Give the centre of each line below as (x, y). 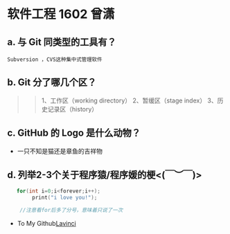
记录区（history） (73, 109)
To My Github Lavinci (46, 224)
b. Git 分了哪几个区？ (52, 83)
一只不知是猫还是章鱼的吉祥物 (60, 151)
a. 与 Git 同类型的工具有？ (62, 42)
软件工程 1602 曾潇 (61, 14)
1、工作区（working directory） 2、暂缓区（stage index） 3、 (129, 100)
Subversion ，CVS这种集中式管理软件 (55, 60)
